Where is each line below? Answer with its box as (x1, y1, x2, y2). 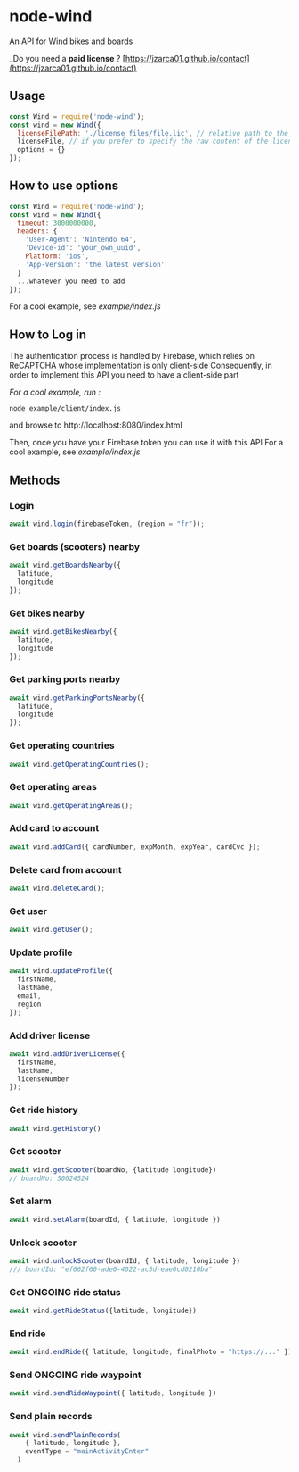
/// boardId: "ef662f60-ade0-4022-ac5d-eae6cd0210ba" (9, 1265, 214, 1274)
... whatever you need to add (17, 277, 125, 286)
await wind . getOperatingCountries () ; (9, 760, 149, 769)
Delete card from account (9, 863, 122, 876)
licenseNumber (17, 1074, 69, 1084)
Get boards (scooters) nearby (9, 540, 141, 553)
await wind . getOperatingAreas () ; (9, 801, 133, 810)
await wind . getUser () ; (9, 926, 93, 935)
